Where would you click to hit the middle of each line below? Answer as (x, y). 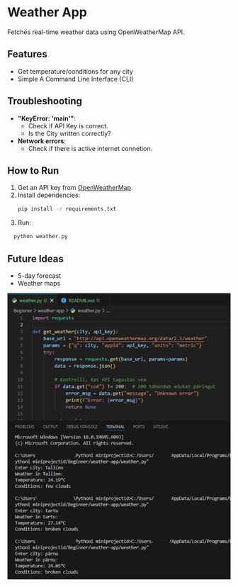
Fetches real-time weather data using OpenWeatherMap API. (96, 32)
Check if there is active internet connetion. (90, 148)
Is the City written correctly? (69, 133)
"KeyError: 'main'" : (46, 118)
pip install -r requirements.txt (67, 209)
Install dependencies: (49, 195)
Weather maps (39, 283)
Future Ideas (35, 258)
